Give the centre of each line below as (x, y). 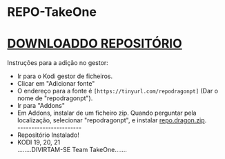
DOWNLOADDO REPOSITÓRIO (95, 44)
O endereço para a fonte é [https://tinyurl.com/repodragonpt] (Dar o (118, 91)
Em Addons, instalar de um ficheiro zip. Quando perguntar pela (107, 113)
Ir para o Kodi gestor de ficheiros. (65, 76)
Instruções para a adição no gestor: (58, 63)
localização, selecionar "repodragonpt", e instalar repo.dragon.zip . (112, 120)
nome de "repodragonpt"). (55, 98)
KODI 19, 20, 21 (39, 142)
